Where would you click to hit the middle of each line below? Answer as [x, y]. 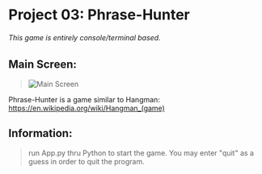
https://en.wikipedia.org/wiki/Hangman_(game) [87, 108]
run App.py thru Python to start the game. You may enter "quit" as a [141, 153]
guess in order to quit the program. [87, 161]
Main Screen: [42, 65]
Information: [40, 133]
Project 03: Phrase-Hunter [99, 15]
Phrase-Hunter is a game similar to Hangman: [84, 99]
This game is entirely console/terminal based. [85, 37]
